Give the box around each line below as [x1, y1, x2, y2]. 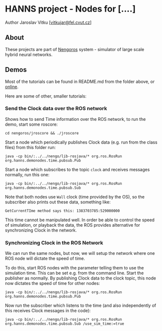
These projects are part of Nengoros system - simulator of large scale [5, 46, 145, 52]
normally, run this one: [5, 171, 50, 178]
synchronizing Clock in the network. [5, 227, 77, 233]
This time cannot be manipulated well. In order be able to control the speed [5, 217, 155, 223]
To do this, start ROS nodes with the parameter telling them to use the [5, 265, 144, 271]
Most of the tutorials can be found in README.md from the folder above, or [5, 79, 155, 84]
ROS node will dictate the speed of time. [5, 256, 86, 262]
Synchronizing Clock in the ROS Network [5, 239, 103, 246]
